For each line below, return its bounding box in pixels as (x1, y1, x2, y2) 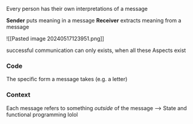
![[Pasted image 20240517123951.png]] (6, 35, 105, 42)
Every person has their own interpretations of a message (6, 5, 148, 12)
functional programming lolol (6, 111, 78, 118)
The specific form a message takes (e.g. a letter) (6, 76, 128, 83)
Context (6, 91, 31, 99)
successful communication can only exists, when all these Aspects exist (6, 47, 186, 54)
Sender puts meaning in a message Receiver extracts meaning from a (6, 17, 182, 24)
